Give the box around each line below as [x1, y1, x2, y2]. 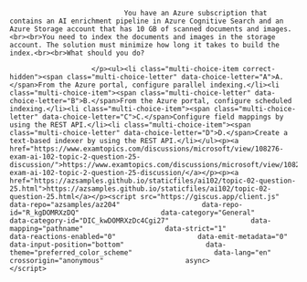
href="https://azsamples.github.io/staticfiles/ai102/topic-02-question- [9, 176, 297, 185]
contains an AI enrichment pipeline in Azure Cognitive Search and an [9, 16, 284, 26]
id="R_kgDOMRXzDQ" [9, 208, 79, 217]
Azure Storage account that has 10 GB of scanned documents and [9, 25, 259, 34]
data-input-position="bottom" [9, 240, 125, 249]
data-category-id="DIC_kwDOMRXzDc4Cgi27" [9, 216, 170, 225]
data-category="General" [160, 208, 256, 217]
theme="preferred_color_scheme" [9, 248, 132, 257]
